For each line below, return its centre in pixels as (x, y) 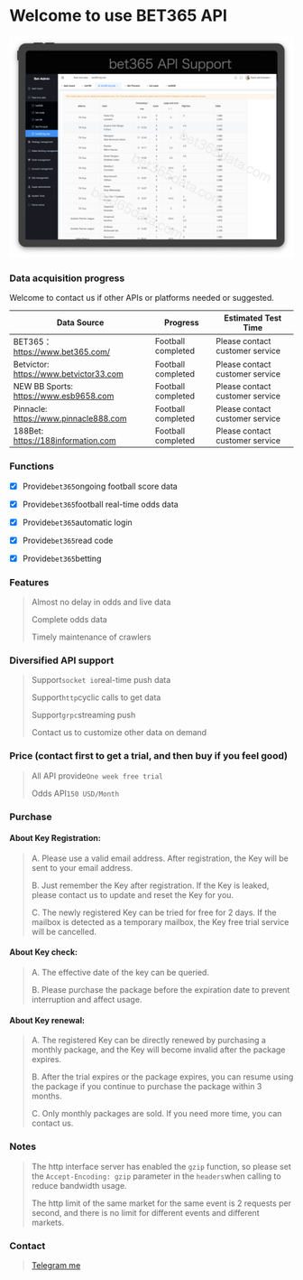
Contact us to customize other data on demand (119, 733)
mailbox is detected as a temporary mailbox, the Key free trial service (160, 921)
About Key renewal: (47, 1020)
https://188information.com (64, 440)
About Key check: (44, 952)
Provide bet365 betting (62, 558)
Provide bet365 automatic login (77, 522)
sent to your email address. (82, 867)
